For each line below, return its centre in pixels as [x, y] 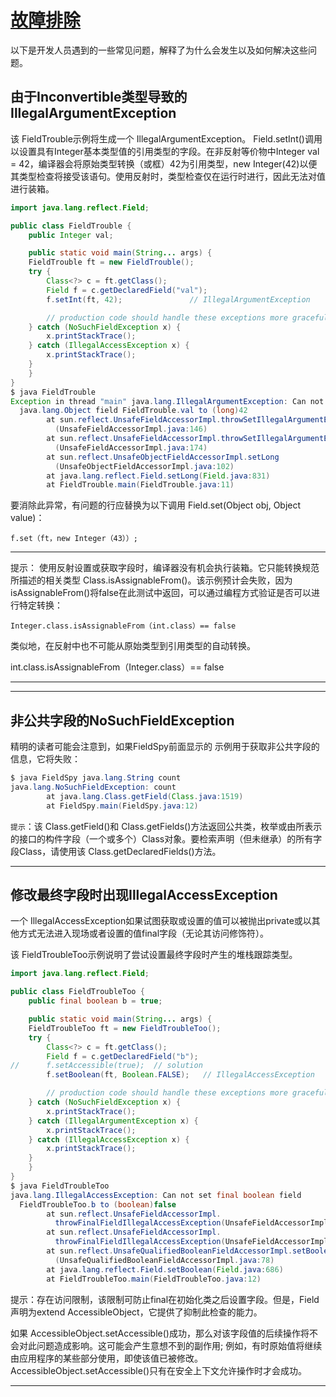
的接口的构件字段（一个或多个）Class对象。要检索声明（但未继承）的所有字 [166, 838]
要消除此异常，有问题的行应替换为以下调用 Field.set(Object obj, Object [156, 505]
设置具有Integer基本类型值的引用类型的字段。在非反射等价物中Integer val [169, 151]
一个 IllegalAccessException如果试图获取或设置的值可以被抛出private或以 [161, 921]
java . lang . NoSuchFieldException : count [93, 787]
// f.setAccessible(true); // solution [106, 1066]
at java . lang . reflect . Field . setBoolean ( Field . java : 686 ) [165, 1269]
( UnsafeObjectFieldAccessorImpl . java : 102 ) [144, 466]
